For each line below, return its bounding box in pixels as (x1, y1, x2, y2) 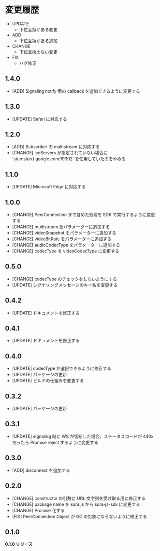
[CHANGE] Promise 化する (12, 507, 65, 513)
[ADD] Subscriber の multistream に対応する (12, 144, 100, 150)
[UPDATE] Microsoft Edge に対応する (12, 184, 86, 190)
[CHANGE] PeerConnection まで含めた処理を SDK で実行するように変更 (12, 212, 156, 217)
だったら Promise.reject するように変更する (12, 439, 99, 445)
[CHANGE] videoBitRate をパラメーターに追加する (12, 236, 112, 242)
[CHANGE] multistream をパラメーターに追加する (12, 224, 110, 230)
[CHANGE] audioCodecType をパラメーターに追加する (12, 242, 120, 248)
